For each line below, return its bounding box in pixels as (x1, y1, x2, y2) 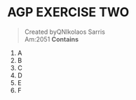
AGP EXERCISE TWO (7, 4, 130, 20)
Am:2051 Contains (24, 35, 79, 43)
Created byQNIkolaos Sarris (24, 27, 105, 36)
